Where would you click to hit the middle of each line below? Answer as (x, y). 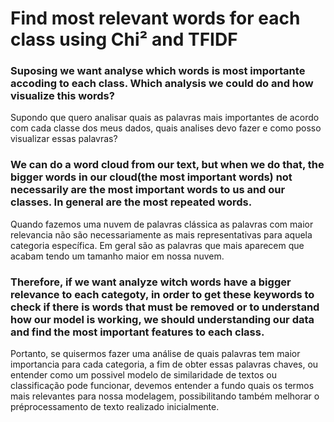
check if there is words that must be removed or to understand (165, 307)
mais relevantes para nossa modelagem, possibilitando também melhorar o (165, 396)
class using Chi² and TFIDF (124, 39)
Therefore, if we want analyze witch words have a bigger (151, 282)
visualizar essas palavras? (64, 139)
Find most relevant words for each (155, 18)
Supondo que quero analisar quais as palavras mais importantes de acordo (165, 118)
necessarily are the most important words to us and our (148, 190)
